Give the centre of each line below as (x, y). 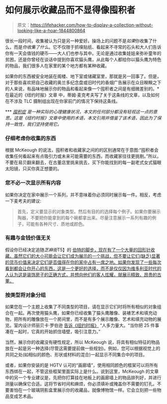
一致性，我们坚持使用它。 (35, 124)
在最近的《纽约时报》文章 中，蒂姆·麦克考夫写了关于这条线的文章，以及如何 (82, 95)
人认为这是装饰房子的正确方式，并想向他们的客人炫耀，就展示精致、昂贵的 (81, 275)
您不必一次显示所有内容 (33, 183)
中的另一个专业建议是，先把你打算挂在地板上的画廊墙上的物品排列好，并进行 (83, 378)
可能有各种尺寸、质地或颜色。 (56, 224)
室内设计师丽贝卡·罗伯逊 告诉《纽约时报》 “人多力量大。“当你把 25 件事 (86, 325)
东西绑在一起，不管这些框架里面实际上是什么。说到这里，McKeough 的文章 (82, 372)
